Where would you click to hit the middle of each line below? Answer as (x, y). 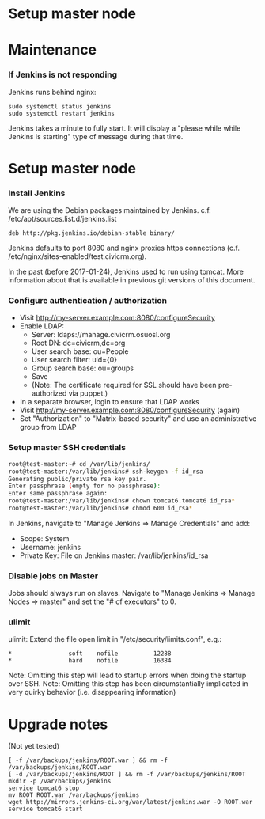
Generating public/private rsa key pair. (78, 479)
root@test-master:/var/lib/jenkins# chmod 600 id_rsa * (100, 508)
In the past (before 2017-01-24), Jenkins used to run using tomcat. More (126, 272)
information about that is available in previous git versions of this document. (132, 280)
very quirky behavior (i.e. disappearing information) (92, 692)
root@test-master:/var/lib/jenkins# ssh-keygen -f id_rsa (106, 472)
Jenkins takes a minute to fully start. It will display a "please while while (125, 128)
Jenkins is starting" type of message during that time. (96, 136)
